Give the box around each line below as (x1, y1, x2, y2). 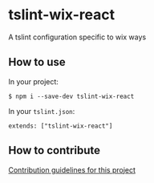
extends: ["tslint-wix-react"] (8, 122, 113, 130)
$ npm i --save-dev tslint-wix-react (8, 92, 135, 100)
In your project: (8, 76, 59, 86)
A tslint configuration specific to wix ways (8, 32, 147, 42)
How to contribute (8, 144, 101, 157)
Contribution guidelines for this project (8, 165, 136, 174)
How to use (8, 55, 66, 69)
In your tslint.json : (8, 106, 75, 116)
